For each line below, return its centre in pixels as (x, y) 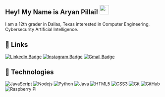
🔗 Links (17, 45)
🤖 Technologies (29, 72)
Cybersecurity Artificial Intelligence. (42, 29)
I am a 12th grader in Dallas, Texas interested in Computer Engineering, (78, 24)
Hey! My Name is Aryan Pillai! (52, 12)
